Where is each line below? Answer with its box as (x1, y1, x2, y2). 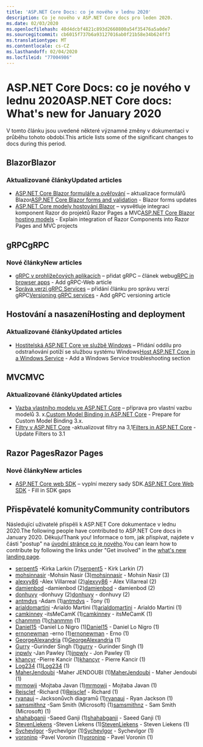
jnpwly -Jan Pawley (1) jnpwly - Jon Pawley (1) (15, 649, 130, 657)
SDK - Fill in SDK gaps (15, 487, 71, 494)
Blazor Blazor (6, 157, 56, 168)
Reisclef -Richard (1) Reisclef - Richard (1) (15, 688, 119, 695)
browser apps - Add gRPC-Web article (15, 279, 112, 286)
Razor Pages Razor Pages (6, 448, 104, 458)
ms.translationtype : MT (6, 37, 67, 43)
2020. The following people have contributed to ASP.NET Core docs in (6, 527, 182, 534)
